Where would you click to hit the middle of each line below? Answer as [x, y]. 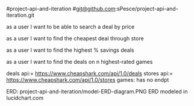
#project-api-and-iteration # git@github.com [61, 9]
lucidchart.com [25, 98]
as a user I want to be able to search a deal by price [70, 27]
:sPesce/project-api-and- [147, 9]
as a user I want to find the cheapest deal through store [75, 38]
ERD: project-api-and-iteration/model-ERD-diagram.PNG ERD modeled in [97, 92]
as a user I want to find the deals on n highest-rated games [80, 62]
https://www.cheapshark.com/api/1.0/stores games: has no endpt [88, 80]
